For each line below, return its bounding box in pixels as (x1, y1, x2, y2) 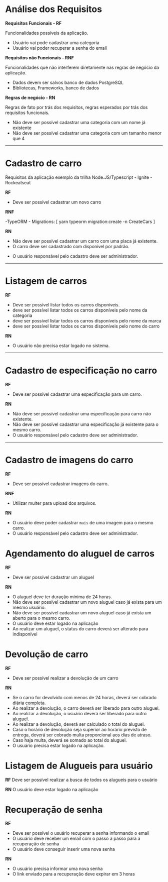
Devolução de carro (5, 648, 88, 660)
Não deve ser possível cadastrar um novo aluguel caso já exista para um (12, 599, 162, 605)
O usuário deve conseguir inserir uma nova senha (12, 846, 115, 852)
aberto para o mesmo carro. (12, 615, 70, 621)
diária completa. (12, 700, 46, 706)
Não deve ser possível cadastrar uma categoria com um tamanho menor (12, 130, 161, 136)
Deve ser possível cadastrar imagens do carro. (12, 481, 109, 487)
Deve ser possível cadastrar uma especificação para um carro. (12, 391, 142, 397)
